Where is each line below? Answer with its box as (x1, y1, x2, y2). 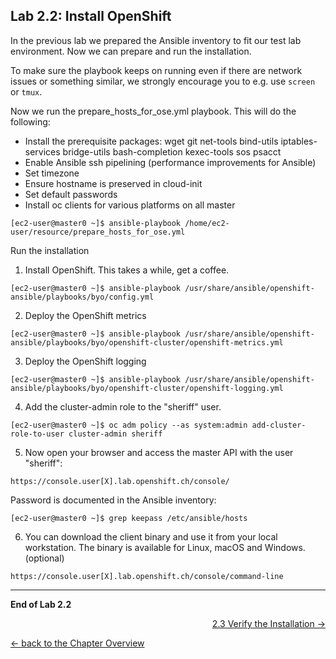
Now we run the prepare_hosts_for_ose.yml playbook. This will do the (10, 105, 297, 117)
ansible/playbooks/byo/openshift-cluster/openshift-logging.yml (10, 383, 284, 393)
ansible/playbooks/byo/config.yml (10, 292, 155, 302)
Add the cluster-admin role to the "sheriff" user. (24, 400, 222, 413)
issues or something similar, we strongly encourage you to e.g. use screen (10, 75, 316, 87)
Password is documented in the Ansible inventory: (10, 494, 217, 506)
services (24, 145, 61, 158)
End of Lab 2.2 (10, 598, 72, 610)
